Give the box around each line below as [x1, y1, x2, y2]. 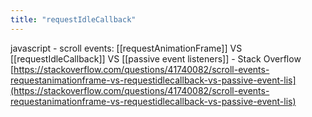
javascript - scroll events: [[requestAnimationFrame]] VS [10, 42, 243, 54]
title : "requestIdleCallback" [10, 14, 137, 25]
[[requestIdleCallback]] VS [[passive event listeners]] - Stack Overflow [10, 52, 302, 65]
